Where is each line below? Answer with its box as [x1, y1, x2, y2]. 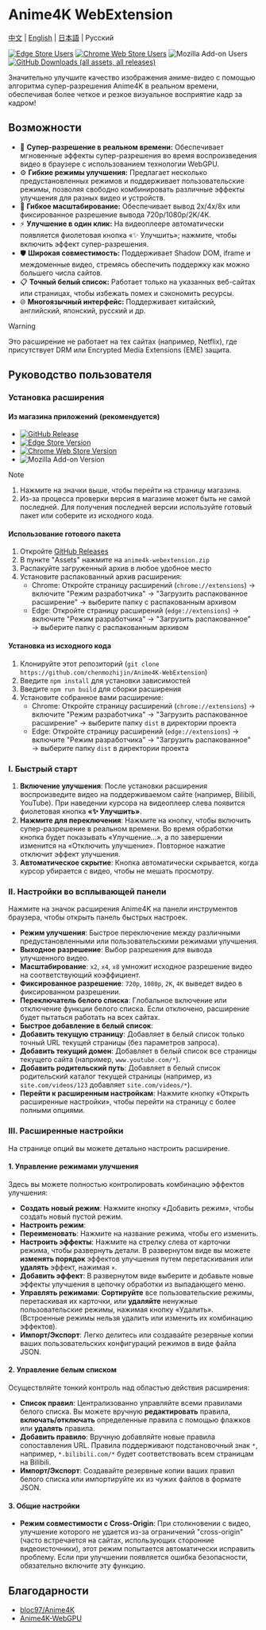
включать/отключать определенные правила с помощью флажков [19, 1414, 251, 1425]
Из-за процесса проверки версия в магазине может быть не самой [19, 494, 251, 504]
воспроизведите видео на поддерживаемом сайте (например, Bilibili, [19, 789, 256, 799]
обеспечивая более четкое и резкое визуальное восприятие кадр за [8, 89, 243, 99]
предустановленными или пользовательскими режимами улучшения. [19, 936, 259, 946]
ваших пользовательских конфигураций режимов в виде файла [19, 1338, 237, 1348]
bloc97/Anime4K [19, 1605, 75, 1614]
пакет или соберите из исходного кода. [19, 511, 154, 520]
